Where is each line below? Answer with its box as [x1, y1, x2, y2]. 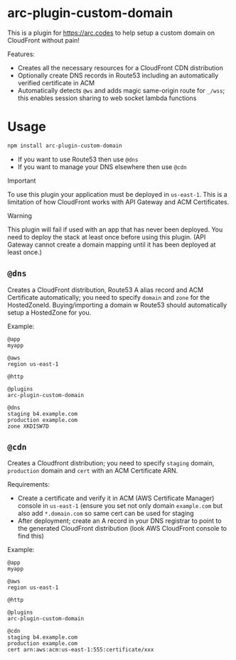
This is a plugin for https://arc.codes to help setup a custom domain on [7, 28, 215, 37]
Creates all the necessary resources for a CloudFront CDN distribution [17, 63, 224, 72]
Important [7, 176, 36, 185]
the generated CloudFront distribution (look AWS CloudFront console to [17, 524, 227, 533]
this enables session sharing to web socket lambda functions [17, 94, 197, 102]
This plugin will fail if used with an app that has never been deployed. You [7, 225, 223, 234]
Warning [7, 211, 32, 220]
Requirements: [7, 480, 50, 489]
